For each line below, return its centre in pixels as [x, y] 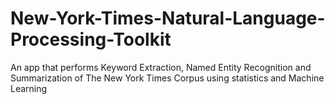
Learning [29, 88]
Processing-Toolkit [91, 39]
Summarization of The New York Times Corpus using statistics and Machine [167, 78]
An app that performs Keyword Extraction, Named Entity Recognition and [161, 67]
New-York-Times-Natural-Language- [168, 18]
